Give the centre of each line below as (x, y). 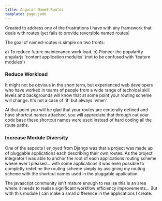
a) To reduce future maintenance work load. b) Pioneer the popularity (74, 52)
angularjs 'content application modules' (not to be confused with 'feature (78, 57)
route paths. (17, 125)
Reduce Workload (27, 74)
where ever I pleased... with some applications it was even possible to (74, 164)
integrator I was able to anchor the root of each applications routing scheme (81, 158)
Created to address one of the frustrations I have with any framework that (78, 28)
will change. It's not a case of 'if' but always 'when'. (57, 100)
